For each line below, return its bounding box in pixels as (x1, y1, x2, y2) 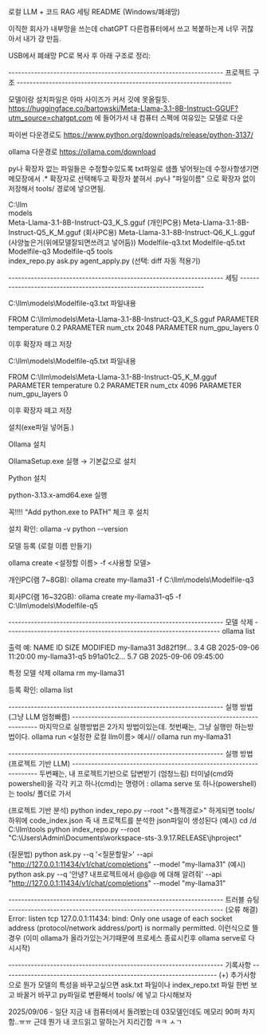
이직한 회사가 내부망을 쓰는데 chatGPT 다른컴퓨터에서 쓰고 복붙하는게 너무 (8, 24, 239, 33)
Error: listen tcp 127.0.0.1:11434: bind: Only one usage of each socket (8, 914, 233, 923)
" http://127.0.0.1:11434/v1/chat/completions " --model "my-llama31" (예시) (8, 859, 246, 869)
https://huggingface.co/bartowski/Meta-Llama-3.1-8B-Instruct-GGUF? (8, 104, 239, 113)
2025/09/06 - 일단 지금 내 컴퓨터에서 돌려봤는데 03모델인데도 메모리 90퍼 (8, 1007, 241, 1016)
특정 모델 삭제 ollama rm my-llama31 (8, 668, 125, 678)
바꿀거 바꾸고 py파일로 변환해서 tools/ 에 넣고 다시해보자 (16, 990, 193, 999)
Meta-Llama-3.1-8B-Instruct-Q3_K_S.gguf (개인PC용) (8, 218, 182, 227)
